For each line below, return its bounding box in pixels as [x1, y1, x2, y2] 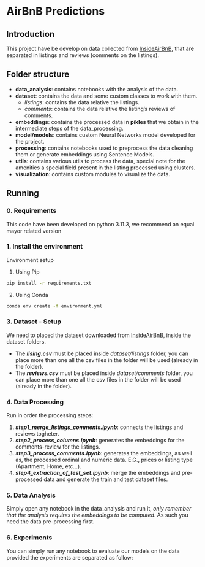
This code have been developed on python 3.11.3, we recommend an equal [6, 220, 195, 228]
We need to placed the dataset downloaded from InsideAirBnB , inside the [6, 331, 192, 339]
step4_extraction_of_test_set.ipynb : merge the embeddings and [15, 469, 181, 477]
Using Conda [15, 291, 49, 298]
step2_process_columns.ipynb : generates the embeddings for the [15, 437, 185, 444]
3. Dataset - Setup [6, 317, 62, 326]
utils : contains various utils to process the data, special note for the [15, 157, 185, 164]
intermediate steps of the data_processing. [15, 125, 124, 132]
